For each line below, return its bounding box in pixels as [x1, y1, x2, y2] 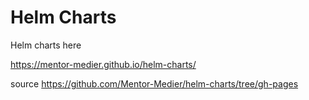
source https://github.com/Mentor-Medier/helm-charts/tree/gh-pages [10, 77, 299, 90]
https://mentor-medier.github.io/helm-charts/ [10, 58, 197, 70]
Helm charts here [10, 39, 82, 51]
